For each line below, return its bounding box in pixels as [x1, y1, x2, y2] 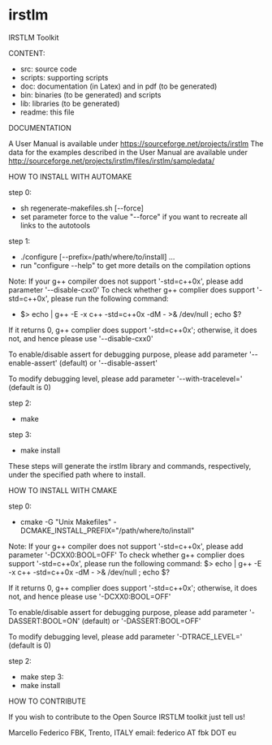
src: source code [19, 63, 77, 74]
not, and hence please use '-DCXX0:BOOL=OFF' [8, 591, 171, 601]
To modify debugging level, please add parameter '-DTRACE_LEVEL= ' [8, 631, 243, 641]
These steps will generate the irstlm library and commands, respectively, [8, 461, 252, 470]
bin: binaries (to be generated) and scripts [19, 89, 162, 99]
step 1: [8, 236, 31, 245]
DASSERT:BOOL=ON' [8, 616, 80, 626]
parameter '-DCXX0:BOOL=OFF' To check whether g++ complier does [8, 550, 245, 560]
